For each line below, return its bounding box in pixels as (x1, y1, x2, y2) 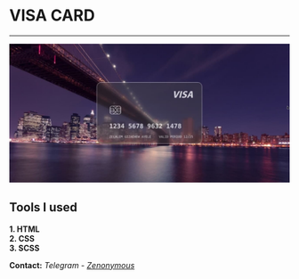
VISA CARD (9, 5, 95, 26)
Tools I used (9, 200, 78, 215)
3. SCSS (9, 242, 40, 253)
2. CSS (9, 233, 36, 243)
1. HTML (9, 224, 40, 234)
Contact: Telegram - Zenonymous (9, 259, 135, 270)
